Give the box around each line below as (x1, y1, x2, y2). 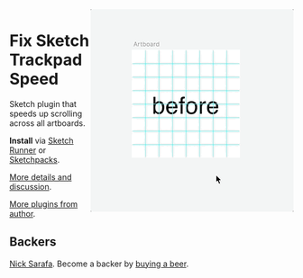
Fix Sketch (9, 31, 90, 51)
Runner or (9, 144, 47, 156)
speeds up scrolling (9, 108, 83, 119)
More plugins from (9, 198, 78, 210)
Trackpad (9, 49, 83, 70)
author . (9, 208, 36, 219)
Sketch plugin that (9, 98, 77, 109)
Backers (9, 234, 57, 250)
